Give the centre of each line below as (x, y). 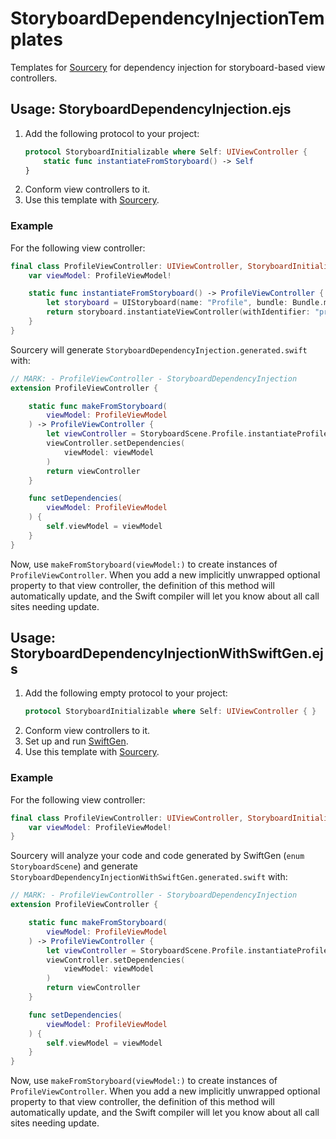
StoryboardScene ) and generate (74, 866)
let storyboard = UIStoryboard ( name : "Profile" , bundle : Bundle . (185, 303)
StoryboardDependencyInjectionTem (167, 18)
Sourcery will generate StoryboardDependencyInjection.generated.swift (159, 349)
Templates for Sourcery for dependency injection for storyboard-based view (168, 67)
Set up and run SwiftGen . (76, 741)
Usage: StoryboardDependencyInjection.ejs (151, 109)
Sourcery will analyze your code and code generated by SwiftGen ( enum (157, 856)
